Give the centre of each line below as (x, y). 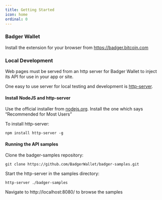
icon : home (16, 14)
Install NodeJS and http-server (38, 97)
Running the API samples (32, 144)
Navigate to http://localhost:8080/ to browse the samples (64, 192)
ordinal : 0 (16, 19)
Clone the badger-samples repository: (44, 155)
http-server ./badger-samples (37, 183)
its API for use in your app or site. (39, 76)
